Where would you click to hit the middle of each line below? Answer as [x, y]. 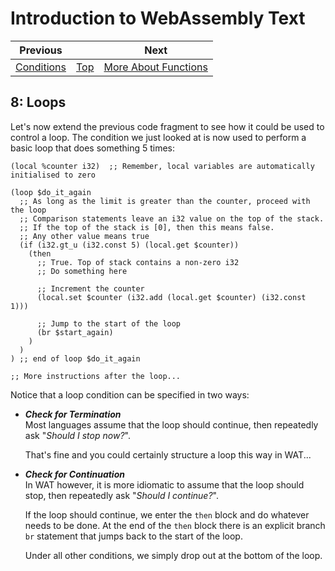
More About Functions [155, 67]
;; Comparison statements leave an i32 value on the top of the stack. [172, 218]
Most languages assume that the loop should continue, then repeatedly [171, 424]
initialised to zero [53, 175]
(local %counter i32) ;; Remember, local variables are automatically [162, 166]
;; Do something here [82, 271]
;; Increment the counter [90, 288]
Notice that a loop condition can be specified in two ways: [130, 394]
